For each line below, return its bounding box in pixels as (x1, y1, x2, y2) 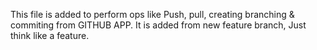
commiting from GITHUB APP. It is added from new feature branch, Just (10, 19, 307, 31)
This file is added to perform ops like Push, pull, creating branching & (10, 9, 295, 20)
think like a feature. (10, 30, 90, 41)
